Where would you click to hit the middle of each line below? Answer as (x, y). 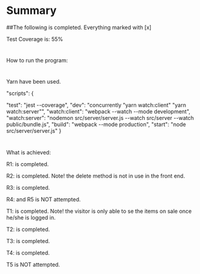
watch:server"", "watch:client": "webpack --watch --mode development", (98, 112)
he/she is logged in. (31, 217)
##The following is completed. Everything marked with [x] (79, 27)
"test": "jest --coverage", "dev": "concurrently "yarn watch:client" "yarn (96, 105)
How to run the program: (37, 61)
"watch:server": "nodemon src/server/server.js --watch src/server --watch (100, 118)
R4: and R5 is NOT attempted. (43, 199)
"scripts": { (20, 93)
